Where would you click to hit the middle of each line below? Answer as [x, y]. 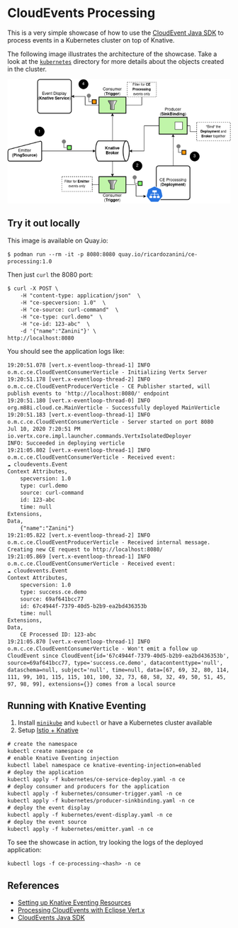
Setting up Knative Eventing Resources [74, 902]
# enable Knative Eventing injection [63, 759]
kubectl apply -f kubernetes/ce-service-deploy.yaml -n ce [96, 780]
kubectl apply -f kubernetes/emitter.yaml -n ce [80, 829]
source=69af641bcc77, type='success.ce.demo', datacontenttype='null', [115, 663]
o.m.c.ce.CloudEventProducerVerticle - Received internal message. [109, 542]
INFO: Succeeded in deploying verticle [66, 443]
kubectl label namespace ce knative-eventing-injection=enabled [104, 766]
